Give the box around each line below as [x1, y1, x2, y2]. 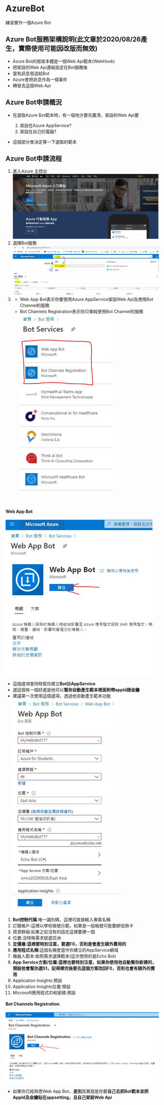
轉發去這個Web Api [12, 82, 52, 88]
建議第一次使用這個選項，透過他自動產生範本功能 [12, 693, 111, 699]
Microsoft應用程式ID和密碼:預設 [12, 990, 76, 995]
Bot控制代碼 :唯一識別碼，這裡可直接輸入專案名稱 [12, 917, 111, 922]
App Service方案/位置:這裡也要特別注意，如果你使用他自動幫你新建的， [12, 959, 157, 965]
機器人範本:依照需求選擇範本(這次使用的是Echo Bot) [12, 953, 116, 959]
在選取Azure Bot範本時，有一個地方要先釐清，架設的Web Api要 [12, 112, 139, 118]
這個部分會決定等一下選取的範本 [12, 139, 77, 145]
